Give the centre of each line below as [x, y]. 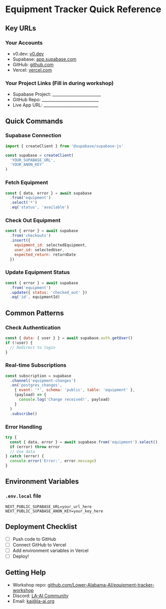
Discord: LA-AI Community [40, 596]
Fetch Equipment [27, 183]
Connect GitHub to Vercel [39, 545]
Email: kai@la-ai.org [34, 601]
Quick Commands [34, 121]
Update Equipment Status [38, 272]
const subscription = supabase [38, 376]
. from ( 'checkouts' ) [30, 236]
